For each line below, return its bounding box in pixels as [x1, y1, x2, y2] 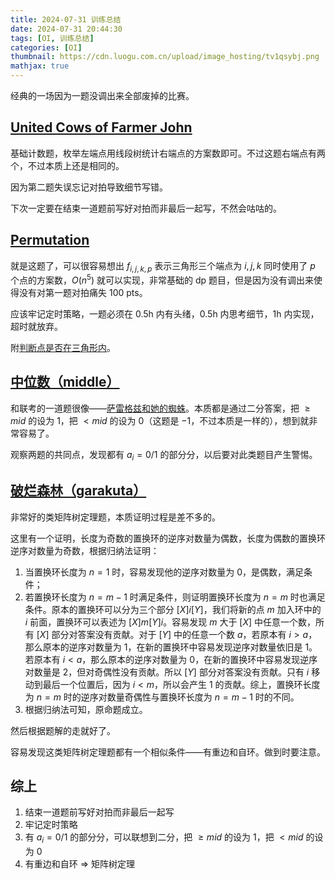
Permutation [10, 232, 90, 249]
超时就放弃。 [10, 321, 63, 333]
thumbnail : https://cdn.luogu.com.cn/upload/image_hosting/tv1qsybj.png [10, 52, 320, 62]
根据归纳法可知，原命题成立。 [24, 703, 148, 715]
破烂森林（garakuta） [10, 482, 147, 500]
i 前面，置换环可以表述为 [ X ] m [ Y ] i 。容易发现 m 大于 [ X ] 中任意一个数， [24, 616, 317, 628]
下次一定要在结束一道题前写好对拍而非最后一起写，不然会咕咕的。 [10, 202, 282, 214]
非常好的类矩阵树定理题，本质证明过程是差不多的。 [10, 511, 221, 523]
